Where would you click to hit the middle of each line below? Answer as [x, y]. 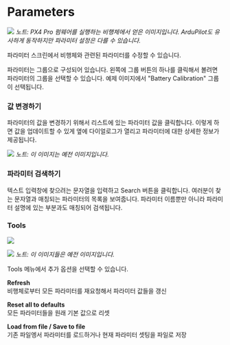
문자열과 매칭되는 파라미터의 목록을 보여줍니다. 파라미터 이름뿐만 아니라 [110, 199]
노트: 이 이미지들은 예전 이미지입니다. [65, 254]
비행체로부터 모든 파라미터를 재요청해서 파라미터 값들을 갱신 [87, 291]
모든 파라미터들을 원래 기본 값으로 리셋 [58, 313]
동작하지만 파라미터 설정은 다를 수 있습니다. [83, 40]
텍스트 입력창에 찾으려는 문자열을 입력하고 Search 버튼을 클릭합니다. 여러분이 [111, 190]
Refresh [19, 282]
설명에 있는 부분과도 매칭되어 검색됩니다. [68, 208]
